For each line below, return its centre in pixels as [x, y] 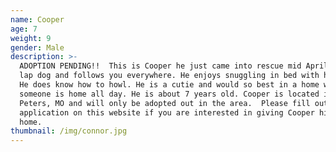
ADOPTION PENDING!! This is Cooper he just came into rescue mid [160, 66]
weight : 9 [31, 38]
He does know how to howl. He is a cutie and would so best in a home [169, 85]
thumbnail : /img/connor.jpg [69, 131]
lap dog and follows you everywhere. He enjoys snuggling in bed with [169, 76]
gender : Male [37, 47]
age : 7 [24, 29]
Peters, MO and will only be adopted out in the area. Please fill [165, 103]
